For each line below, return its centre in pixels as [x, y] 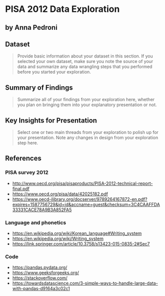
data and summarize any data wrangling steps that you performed [85, 67]
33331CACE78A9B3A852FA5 [42, 210]
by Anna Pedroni [31, 28]
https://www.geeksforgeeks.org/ [46, 273]
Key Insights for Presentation [51, 120]
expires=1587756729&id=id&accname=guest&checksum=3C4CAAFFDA [86, 204]
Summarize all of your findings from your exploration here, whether [86, 100]
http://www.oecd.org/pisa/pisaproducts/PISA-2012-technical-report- [82, 183]
